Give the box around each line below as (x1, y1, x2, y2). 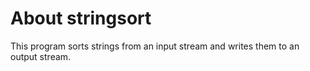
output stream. (10, 50, 72, 62)
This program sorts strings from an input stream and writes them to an (10, 40, 300, 52)
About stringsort (10, 7, 152, 30)
